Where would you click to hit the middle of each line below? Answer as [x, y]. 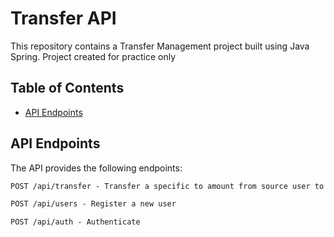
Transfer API [63, 18]
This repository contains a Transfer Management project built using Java [160, 46]
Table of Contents [67, 88]
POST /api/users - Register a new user [93, 204]
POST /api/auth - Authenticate [75, 222]
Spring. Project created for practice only [93, 56]
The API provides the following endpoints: [96, 168]
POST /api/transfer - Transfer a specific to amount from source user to [167, 186]
